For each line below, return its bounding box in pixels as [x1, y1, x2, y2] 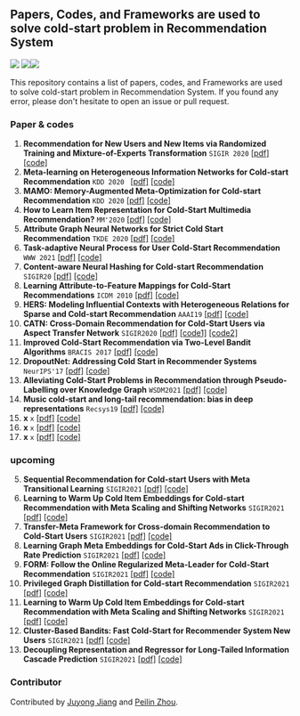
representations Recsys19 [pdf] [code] [22, 403, 165, 414]
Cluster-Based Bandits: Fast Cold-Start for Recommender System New [22, 625, 291, 636]
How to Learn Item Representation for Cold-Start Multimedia [22, 205, 252, 216]
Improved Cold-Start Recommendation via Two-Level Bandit [22, 338, 252, 348]
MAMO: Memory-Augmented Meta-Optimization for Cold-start [22, 186, 262, 197]
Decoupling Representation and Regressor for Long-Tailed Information [22, 645, 290, 655]
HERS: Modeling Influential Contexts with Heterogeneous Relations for [22, 299, 290, 310]
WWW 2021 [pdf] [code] [22, 252, 102, 263]
